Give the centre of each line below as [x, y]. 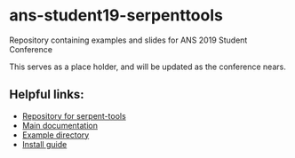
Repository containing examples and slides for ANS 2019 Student [128, 40]
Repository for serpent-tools [74, 115]
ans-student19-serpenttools [116, 16]
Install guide [44, 144]
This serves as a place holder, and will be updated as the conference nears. [147, 67]
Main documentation [60, 125]
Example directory [56, 135]
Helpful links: [47, 95]
